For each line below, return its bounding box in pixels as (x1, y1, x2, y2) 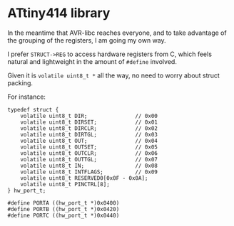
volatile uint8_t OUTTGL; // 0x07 (20, 156, 158, 163)
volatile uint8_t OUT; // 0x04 (20, 137, 158, 144)
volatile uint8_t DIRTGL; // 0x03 (20, 131, 158, 138)
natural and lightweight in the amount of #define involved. (7, 57, 177, 65)
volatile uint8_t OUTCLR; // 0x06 (20, 149, 158, 157)
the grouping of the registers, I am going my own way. (7, 36, 166, 44)
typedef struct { (7, 106, 59, 113)
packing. (7, 78, 34, 87)
